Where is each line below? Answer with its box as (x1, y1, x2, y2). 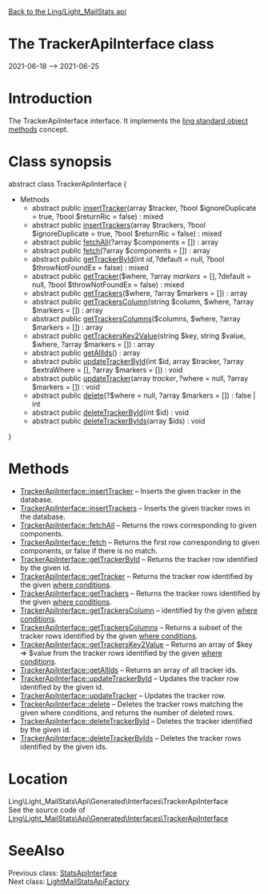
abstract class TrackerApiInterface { (8, 179, 127, 188)
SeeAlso (8, 841, 66, 860)
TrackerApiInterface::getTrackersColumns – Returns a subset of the (19, 622, 242, 632)
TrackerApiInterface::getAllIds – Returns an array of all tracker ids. (19, 665, 238, 674)
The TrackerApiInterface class (8, 35, 214, 53)
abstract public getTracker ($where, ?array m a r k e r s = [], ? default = (31, 271, 252, 281)
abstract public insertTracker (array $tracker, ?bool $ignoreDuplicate (31, 203, 257, 212)
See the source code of (8, 805, 86, 815)
